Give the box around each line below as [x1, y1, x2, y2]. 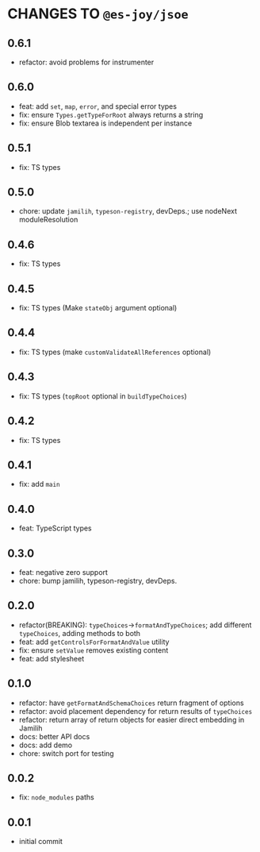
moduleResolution [18, 215, 78, 225]
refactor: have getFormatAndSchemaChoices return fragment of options [18, 698, 244, 707]
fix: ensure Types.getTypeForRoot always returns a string [18, 110, 204, 119]
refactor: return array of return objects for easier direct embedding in [18, 715, 245, 724]
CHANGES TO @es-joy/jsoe [7, 5, 189, 23]
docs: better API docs [18, 731, 90, 741]
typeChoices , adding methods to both [18, 628, 140, 638]
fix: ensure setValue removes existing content [18, 645, 169, 655]
